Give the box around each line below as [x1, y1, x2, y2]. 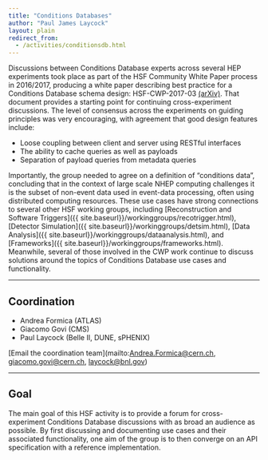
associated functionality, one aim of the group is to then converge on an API [8, 434, 258, 443]
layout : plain [8, 26, 56, 34]
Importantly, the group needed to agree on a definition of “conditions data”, [8, 171, 255, 180]
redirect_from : [8, 34, 59, 42]
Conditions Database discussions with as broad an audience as [47, 417, 255, 426]
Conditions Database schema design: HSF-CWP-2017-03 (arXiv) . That [8, 89, 239, 98]
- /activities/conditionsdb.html [15, 42, 127, 50]
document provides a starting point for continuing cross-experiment [8, 97, 232, 107]
